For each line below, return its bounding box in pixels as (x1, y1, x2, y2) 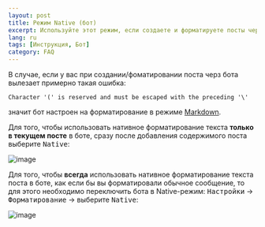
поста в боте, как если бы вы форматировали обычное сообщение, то (8, 178, 245, 188)
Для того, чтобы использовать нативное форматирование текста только (8, 123, 254, 132)
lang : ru (8, 33, 37, 42)
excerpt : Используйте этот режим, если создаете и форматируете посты (8, 26, 245, 34)
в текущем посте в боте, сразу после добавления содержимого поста (8, 131, 248, 140)
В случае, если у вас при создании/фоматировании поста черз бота (8, 70, 239, 79)
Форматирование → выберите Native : (8, 195, 139, 204)
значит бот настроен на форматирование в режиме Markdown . (8, 107, 222, 117)
